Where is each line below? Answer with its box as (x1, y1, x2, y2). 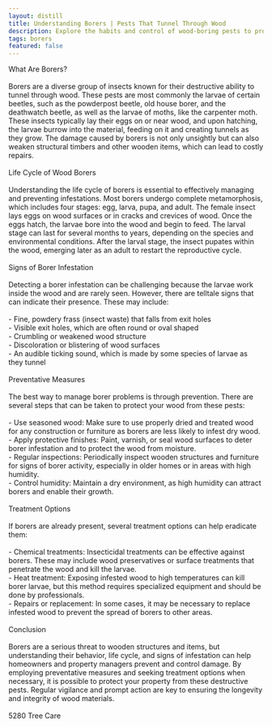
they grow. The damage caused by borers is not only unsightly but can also (8, 133, 260, 143)
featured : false (8, 42, 63, 50)
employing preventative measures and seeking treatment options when (8, 668, 245, 678)
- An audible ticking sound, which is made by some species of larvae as (8, 349, 249, 359)
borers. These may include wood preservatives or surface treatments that (8, 556, 255, 566)
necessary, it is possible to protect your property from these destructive (8, 677, 249, 686)
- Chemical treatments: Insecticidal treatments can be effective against (8, 547, 245, 557)
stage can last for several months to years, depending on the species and (8, 228, 253, 238)
